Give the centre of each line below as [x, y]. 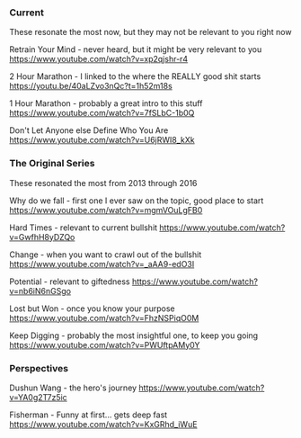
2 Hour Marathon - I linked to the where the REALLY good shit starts [135, 76]
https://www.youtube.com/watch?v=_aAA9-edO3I [102, 264]
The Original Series [52, 164]
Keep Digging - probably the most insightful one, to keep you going [134, 335]
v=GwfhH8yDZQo [42, 237]
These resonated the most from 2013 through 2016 [103, 183]
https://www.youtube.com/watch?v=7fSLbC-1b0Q [102, 113]
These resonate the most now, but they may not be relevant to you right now [150, 32]
